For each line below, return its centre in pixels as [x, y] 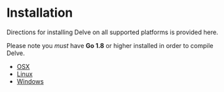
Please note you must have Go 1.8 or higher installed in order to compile [110, 45]
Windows [30, 81]
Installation [40, 13]
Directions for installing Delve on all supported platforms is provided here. [112, 32]
